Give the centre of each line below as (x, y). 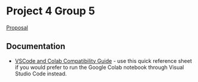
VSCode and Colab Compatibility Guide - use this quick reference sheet (103, 60)
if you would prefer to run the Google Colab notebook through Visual (99, 67)
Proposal (17, 28)
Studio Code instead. (41, 74)
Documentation (36, 46)
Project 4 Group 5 (51, 11)
